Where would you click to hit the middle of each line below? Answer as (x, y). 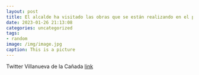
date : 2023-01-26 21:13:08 (39, 22)
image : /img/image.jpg (34, 45)
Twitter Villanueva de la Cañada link (50, 66)
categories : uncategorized (39, 28)
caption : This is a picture (41, 50)
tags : (13, 33)
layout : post (22, 11)
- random (17, 39)
